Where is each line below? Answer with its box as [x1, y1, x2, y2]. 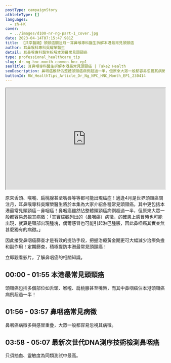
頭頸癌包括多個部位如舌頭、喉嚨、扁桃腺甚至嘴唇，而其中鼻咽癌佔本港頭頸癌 [5, 285, 165, 291]
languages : [5, 17, 28, 22]
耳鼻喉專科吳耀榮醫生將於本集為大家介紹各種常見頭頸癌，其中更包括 [18, 201, 160, 207]
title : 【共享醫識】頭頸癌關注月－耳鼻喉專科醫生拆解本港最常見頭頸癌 [5, 41, 134, 46]
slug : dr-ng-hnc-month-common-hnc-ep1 [5, 59, 87, 64]
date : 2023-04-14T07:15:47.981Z [5, 36, 73, 41]
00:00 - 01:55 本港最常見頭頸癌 [5, 270, 105, 279]
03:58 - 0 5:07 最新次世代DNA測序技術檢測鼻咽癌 [5, 338, 160, 347]
